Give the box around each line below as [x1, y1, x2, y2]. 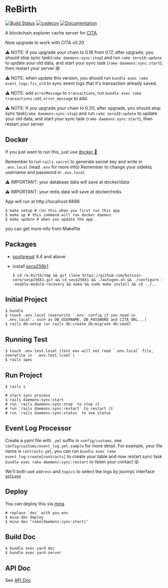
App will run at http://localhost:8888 [5, 198, 80, 204]
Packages [5, 240, 37, 249]
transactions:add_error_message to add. [5, 95, 89, 101]
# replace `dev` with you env [5, 510, 69, 515]
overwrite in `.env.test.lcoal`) [5, 353, 75, 358]
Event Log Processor [5, 424, 72, 433]
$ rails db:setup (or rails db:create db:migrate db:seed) [5, 322, 131, 327]
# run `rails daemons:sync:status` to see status [5, 411, 111, 416]
